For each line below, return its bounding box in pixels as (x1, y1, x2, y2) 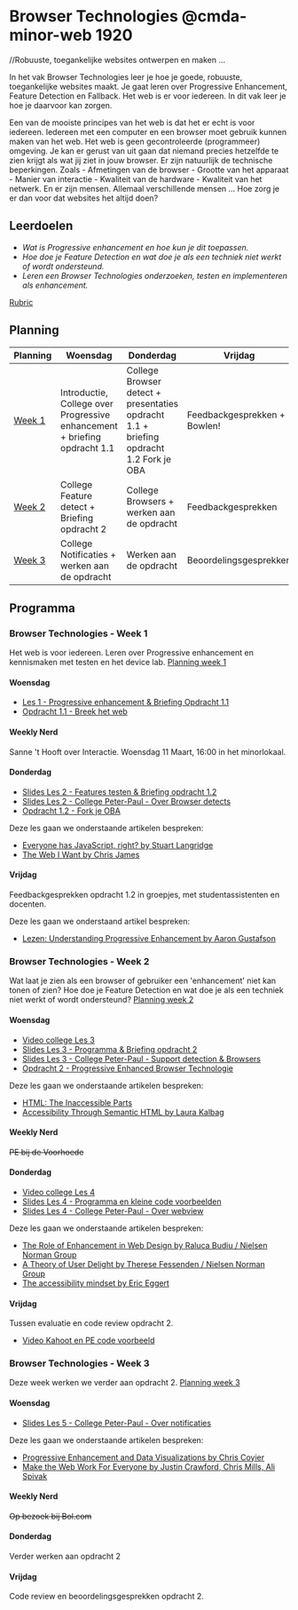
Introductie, (60, 386, 108, 399)
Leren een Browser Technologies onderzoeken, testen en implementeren (21, 270, 288, 281)
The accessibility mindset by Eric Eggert (21, 1277, 170, 1289)
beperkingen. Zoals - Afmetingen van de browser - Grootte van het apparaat (9, 164, 289, 175)
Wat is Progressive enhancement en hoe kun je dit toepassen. (21, 242, 249, 252)
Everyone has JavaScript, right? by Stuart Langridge (21, 839, 214, 850)
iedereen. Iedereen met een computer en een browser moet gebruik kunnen (9, 126, 286, 137)
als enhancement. (21, 280, 89, 290)
